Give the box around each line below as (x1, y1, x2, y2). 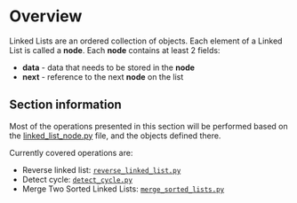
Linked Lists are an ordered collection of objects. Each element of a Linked (9, 35, 283, 46)
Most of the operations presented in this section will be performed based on (9, 121, 289, 131)
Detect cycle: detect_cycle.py (21, 174, 133, 184)
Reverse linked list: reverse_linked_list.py (21, 164, 181, 175)
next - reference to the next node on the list (21, 71, 184, 82)
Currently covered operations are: (9, 147, 133, 158)
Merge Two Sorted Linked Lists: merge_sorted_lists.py (21, 183, 225, 194)
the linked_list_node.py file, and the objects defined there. (9, 130, 221, 141)
